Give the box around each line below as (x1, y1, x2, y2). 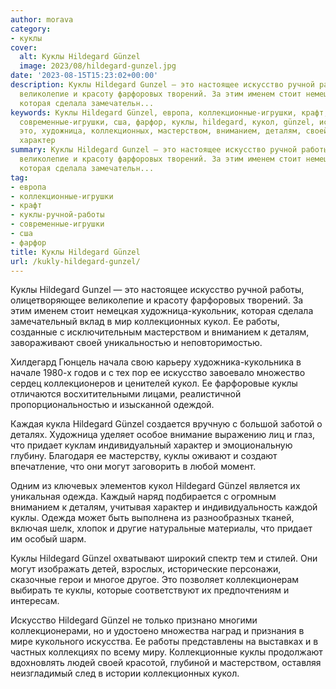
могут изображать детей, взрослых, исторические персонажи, (10, 563, 282, 575)
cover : (10, 42, 38, 53)
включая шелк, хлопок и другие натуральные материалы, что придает (10, 522, 313, 535)
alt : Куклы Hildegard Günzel (19, 52, 141, 62)
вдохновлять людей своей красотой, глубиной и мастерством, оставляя (10, 657, 322, 669)
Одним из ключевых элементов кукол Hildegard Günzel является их (10, 480, 301, 492)
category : (10, 24, 52, 34)
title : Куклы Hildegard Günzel (10, 247, 141, 257)
